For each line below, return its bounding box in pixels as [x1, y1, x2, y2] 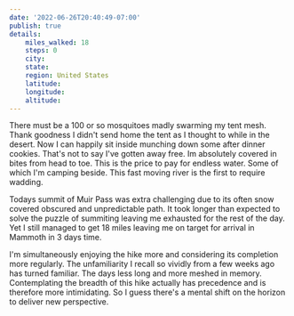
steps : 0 [25, 46, 58, 55]
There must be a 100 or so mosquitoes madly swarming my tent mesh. [9, 120, 266, 131]
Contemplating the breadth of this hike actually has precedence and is [9, 278, 266, 288]
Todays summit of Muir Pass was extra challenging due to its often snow [9, 194, 274, 205]
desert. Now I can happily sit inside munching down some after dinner [9, 139, 266, 150]
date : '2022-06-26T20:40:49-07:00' [9, 12, 141, 22]
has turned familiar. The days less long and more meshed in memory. [9, 268, 262, 279]
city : [25, 54, 46, 63]
